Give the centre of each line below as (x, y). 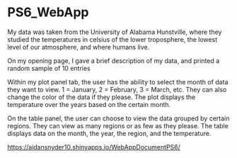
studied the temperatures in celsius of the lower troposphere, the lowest (112, 39)
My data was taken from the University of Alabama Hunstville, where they (115, 32)
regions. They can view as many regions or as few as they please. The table (118, 125)
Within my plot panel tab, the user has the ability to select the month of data (118, 81)
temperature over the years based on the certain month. (89, 104)
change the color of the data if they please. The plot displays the (102, 97)
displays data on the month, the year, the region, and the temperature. (109, 133)
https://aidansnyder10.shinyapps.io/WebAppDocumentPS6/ (94, 147)
